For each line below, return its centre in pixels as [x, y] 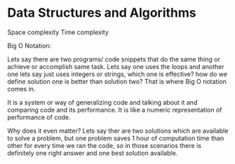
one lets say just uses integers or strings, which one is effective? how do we [117, 74]
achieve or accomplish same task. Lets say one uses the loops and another [116, 66]
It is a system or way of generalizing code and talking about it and [102, 102]
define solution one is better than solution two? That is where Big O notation [117, 81]
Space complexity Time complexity [58, 32]
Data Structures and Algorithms [102, 13]
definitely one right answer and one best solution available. [93, 153]
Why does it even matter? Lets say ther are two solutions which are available [118, 131]
